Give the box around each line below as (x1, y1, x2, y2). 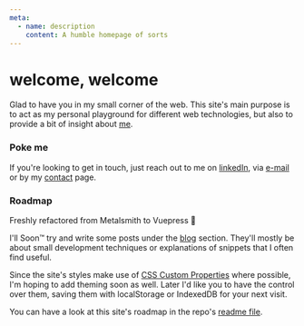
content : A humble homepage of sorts (25, 30, 169, 39)
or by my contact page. (9, 172, 97, 183)
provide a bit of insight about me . (9, 119, 133, 130)
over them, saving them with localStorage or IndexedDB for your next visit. (9, 288, 288, 300)
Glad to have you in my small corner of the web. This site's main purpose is (9, 99, 290, 110)
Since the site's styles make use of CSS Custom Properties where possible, (9, 269, 291, 280)
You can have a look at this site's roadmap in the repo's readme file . (9, 306, 263, 317)
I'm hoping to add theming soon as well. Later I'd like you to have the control (9, 279, 295, 290)
